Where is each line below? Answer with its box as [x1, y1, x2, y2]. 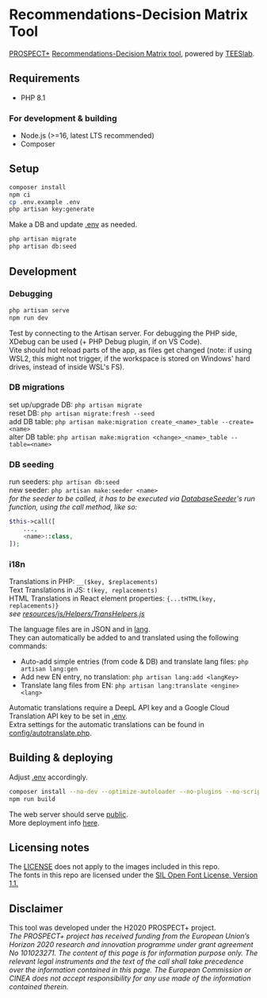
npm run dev [9, 314, 48, 322]
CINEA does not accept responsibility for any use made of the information [9, 973, 252, 983]
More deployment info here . [9, 818, 100, 827]
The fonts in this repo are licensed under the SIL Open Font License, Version [9, 870, 258, 880]
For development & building [9, 113, 117, 124]
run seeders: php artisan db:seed [9, 477, 120, 486]
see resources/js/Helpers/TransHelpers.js [9, 609, 145, 618]
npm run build [9, 795, 56, 803]
